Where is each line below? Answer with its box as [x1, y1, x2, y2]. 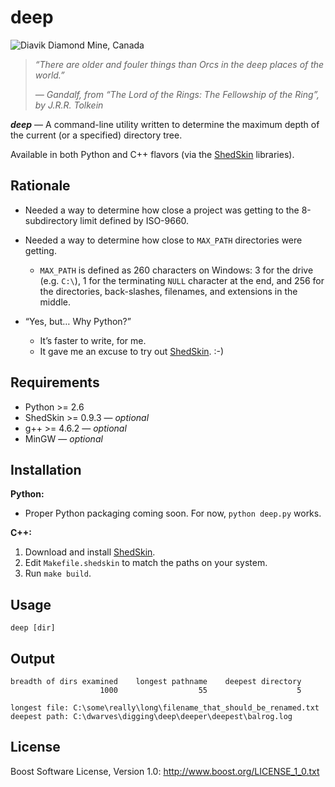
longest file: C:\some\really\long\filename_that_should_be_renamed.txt [10, 703, 320, 713]
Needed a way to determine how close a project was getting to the [24, 204, 300, 216]
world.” [34, 69, 65, 81]
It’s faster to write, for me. [39, 334, 147, 346]
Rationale [10, 177, 71, 195]
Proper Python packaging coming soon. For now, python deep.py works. [24, 507, 322, 520]
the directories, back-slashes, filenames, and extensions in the [39, 285, 298, 297]
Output [10, 650, 55, 667]
